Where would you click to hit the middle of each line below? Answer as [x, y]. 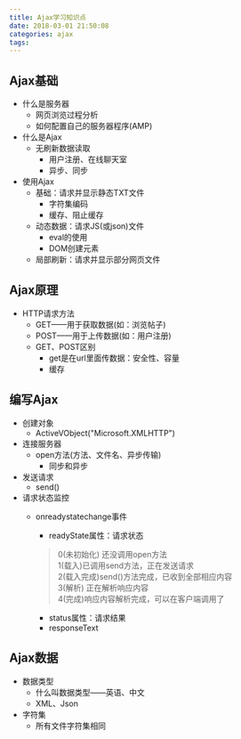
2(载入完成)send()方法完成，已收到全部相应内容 [145, 576]
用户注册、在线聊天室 [88, 159]
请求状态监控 [45, 497]
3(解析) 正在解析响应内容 [103, 588]
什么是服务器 [45, 104]
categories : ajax [41, 34]
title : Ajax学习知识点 [48, 17]
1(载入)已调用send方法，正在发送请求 [125, 565]
